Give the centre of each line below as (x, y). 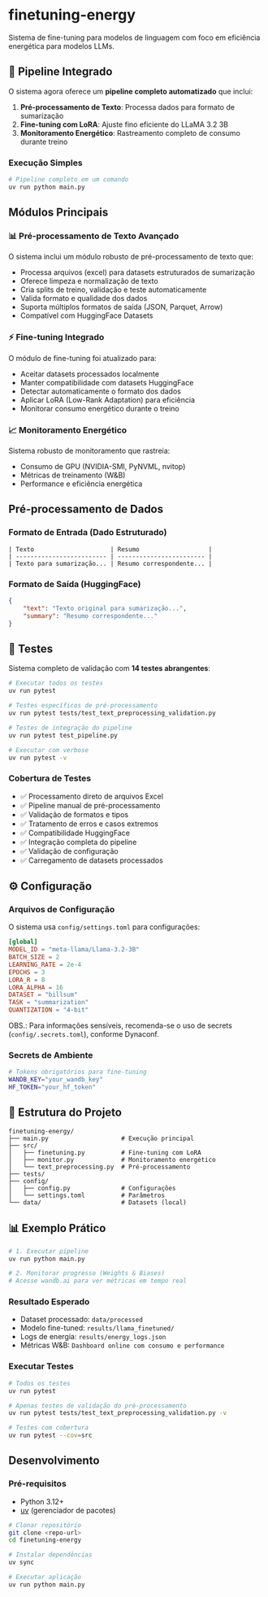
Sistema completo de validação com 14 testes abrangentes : (110, 668)
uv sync (22, 1563)
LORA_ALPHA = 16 (36, 987)
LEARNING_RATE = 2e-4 (45, 964)
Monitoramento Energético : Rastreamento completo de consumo (130, 133)
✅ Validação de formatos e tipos (74, 814)
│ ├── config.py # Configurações (92, 1188)
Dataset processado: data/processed (82, 1320)
